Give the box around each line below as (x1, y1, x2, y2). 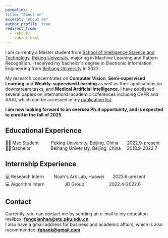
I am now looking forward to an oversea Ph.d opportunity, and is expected (5, 106, 163, 112)
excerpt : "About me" (5, 17, 49, 22)
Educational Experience (5, 127, 82, 135)
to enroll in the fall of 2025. (5, 111, 63, 117)
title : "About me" (5, 12, 44, 17)
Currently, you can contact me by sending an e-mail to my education (5, 211, 148, 217)
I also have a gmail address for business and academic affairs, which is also (5, 221, 163, 227)
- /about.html (10, 36, 39, 41)
